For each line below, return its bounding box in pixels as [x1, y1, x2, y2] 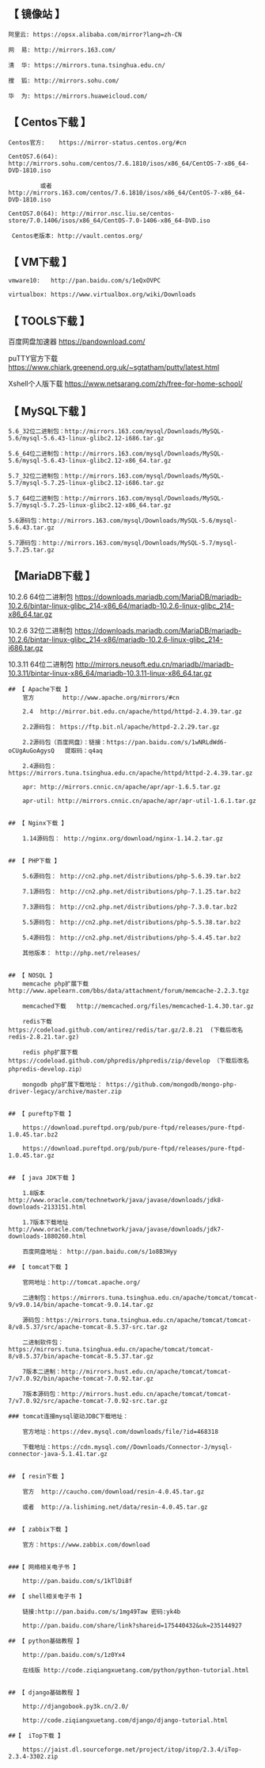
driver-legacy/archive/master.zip [8, 1087, 123, 1095]
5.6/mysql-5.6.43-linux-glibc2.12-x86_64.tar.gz [8, 457, 172, 465]
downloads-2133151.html [8, 1203, 87, 1211]
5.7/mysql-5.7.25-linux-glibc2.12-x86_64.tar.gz [8, 502, 172, 509]
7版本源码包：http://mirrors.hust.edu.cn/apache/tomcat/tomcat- [22, 1389, 232, 1398]
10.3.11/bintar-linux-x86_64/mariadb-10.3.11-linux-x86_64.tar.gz [8, 668, 212, 678]
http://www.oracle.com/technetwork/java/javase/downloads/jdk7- [8, 1225, 225, 1233]
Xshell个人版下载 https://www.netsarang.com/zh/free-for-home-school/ [8, 379, 243, 389]
